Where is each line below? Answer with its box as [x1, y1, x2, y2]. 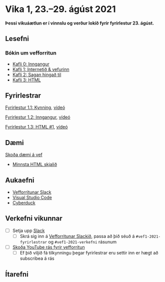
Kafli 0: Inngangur [12, 61, 49, 67]
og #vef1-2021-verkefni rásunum [48, 239, 116, 244]
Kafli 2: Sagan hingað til [12, 71, 61, 77]
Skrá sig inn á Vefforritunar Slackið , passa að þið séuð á [19, 233, 135, 239]
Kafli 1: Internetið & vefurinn [12, 66, 69, 72]
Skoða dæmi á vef [5, 151, 42, 158]
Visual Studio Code [12, 194, 52, 200]
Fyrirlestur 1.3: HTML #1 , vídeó [5, 124, 68, 130]
